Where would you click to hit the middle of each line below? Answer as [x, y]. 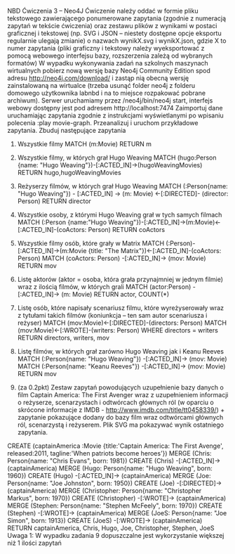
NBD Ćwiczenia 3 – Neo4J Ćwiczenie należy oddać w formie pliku [103, 11]
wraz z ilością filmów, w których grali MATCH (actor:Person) [104, 287]
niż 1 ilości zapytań [34, 543]
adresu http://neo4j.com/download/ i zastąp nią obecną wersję [98, 78]
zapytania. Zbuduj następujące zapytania [67, 130]
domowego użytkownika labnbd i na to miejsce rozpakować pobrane [106, 93]
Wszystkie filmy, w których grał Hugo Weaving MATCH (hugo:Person [117, 157]
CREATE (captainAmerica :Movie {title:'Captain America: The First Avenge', [115, 446]
